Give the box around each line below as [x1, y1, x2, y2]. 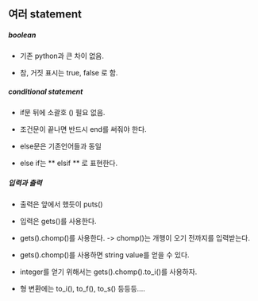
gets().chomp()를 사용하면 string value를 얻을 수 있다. [19, 250, 190, 260]
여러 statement [8, 7, 82, 21]
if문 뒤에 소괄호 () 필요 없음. [19, 108, 106, 118]
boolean [8, 30, 37, 40]
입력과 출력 [8, 178, 42, 187]
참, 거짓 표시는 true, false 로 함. [19, 68, 118, 78]
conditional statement [8, 87, 83, 96]
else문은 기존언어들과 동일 [19, 141, 102, 151]
